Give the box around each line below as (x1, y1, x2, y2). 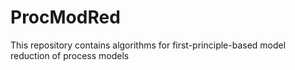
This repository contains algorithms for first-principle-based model (10, 39, 287, 51)
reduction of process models (10, 49, 130, 61)
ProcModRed (10, 6, 121, 29)
